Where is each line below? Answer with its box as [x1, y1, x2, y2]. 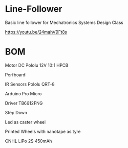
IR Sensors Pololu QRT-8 [5, 81, 55, 87]
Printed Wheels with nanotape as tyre [5, 128, 81, 134]
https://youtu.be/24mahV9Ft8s [5, 29, 67, 35]
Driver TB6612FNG [5, 100, 43, 106]
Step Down [5, 109, 28, 115]
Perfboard [5, 72, 26, 78]
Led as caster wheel [5, 119, 46, 125]
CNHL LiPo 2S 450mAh [5, 138, 52, 144]
